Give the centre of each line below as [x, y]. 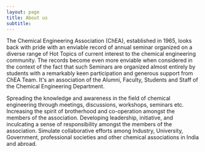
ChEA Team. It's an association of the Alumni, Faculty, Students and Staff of [102, 80]
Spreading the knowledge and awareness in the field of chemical [88, 98]
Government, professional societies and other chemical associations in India [103, 137]
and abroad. [22, 144]
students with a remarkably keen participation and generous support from [100, 74]
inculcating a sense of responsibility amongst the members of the [89, 124]
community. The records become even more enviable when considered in [100, 60]
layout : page [23, 12]
